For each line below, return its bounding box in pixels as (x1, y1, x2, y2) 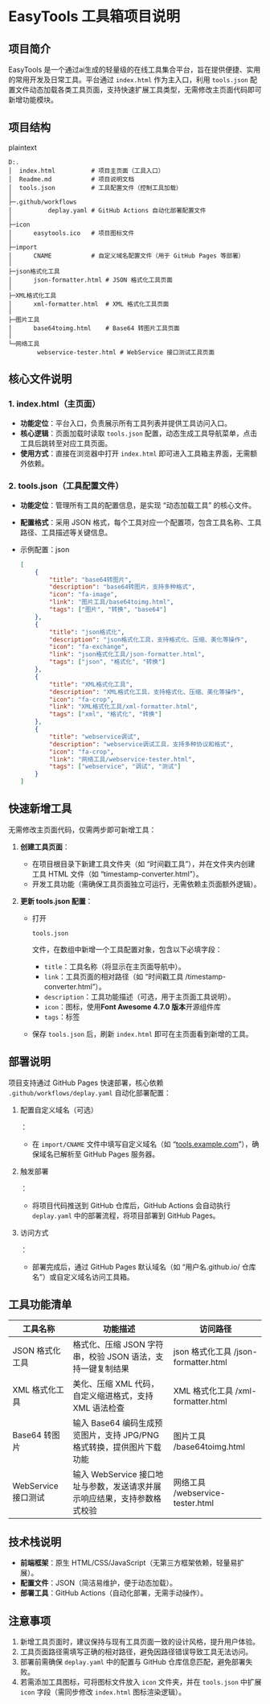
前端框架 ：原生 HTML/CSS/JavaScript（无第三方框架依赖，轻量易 (19, 1558, 238, 1568)
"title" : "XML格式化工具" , (49, 680, 133, 688)
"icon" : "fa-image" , (49, 591, 118, 599)
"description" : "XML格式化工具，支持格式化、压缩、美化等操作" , (49, 687, 245, 696)
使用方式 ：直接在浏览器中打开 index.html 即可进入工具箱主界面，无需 (19, 448, 251, 458)
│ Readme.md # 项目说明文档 (8, 175, 135, 184)
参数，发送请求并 (88, 1481, 154, 1492)
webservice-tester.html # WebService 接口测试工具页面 (37, 348, 215, 357)
